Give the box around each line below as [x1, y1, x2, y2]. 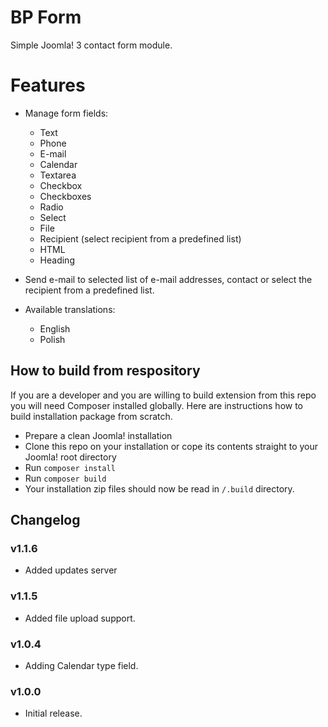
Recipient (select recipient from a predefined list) [39, 232, 242, 245]
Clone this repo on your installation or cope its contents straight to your [24, 440, 319, 452]
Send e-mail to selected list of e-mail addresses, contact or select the [24, 273, 313, 285]
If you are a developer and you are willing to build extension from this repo [10, 389, 317, 401]
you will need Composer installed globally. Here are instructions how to [10, 399, 304, 411]
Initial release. [24, 707, 83, 720]
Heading [39, 254, 75, 266]
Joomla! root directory [24, 451, 117, 463]
